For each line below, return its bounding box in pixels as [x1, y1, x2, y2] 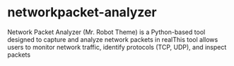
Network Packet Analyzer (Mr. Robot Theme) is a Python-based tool [7, 28, 206, 36]
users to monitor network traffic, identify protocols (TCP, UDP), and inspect [7, 43, 227, 51]
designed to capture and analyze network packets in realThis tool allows [7, 35, 218, 43]
